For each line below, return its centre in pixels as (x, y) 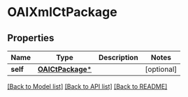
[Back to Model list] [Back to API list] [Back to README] (87, 87)
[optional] (161, 69)
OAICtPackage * (65, 69)
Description (118, 58)
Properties (31, 38)
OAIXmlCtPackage (62, 12)
